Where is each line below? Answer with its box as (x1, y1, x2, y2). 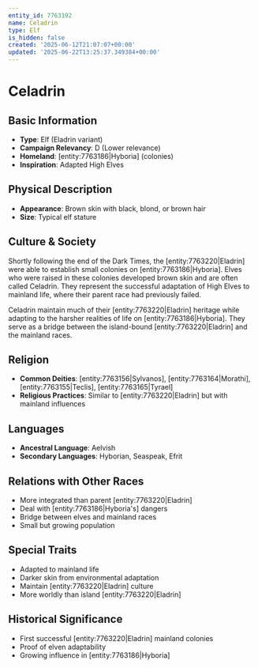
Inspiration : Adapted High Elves (19, 160, 125, 169)
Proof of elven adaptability (19, 642, 107, 651)
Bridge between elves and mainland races (19, 512, 157, 522)
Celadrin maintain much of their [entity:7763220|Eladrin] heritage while (8, 305, 240, 315)
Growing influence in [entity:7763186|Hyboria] (19, 650, 170, 660)
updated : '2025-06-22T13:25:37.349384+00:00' (8, 48, 160, 56)
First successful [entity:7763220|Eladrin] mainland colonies (19, 633, 214, 643)
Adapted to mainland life (19, 564, 99, 574)
